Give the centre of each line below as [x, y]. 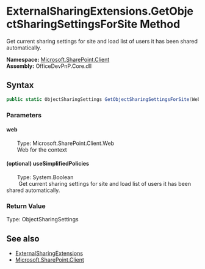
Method [160, 24]
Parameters [24, 115]
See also [23, 239]
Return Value [26, 206]
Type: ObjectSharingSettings [42, 219]
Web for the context [42, 149]
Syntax [20, 85]
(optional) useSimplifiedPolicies [48, 164]
